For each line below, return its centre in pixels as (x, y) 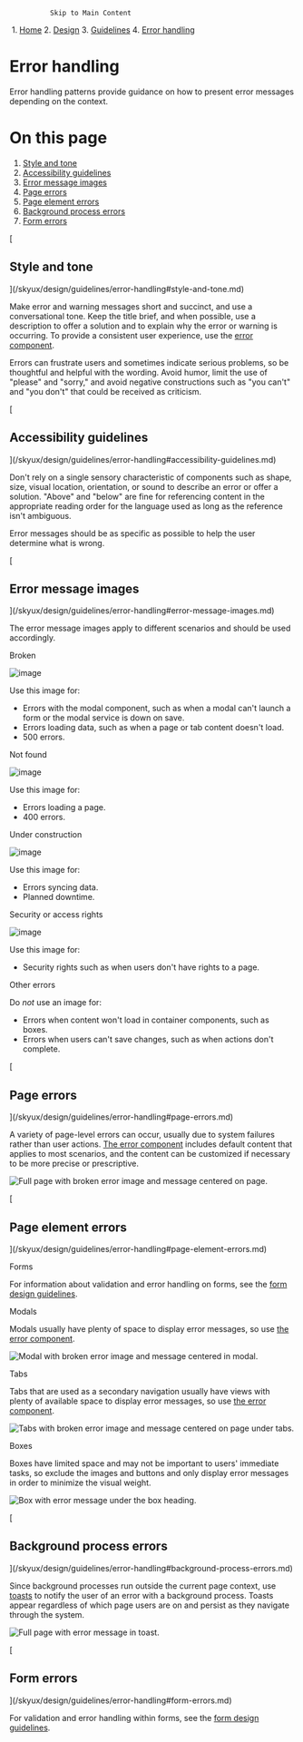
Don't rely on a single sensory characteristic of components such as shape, (151, 477)
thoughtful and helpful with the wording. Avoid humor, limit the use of (138, 372)
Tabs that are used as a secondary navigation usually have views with (140, 1391)
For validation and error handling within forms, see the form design (134, 1718)
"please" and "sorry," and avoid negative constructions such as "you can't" (150, 382)
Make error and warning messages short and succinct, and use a (131, 306)
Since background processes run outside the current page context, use (143, 1585)
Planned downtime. (59, 897)
